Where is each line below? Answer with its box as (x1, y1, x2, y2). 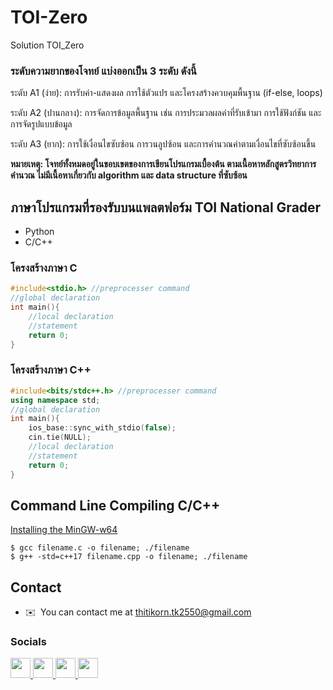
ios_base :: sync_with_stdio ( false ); (28, 423, 177, 433)
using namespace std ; (10, 395, 101, 405)
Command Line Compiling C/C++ (10, 497, 221, 514)
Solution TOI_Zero (10, 39, 85, 51)
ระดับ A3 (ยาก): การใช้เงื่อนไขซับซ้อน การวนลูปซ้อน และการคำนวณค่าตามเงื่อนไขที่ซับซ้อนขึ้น (10, 138, 317, 150)
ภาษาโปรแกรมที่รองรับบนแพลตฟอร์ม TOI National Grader (10, 199, 322, 216)
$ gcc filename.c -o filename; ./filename (10, 543, 190, 553)
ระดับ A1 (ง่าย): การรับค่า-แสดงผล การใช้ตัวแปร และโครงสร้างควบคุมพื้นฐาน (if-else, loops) (10, 87, 323, 99)
